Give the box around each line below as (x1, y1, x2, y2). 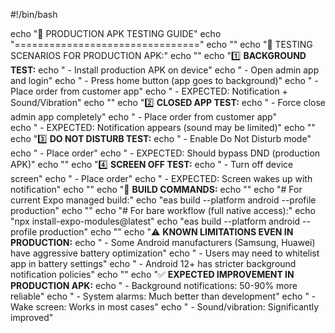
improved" (10, 312, 54, 323)
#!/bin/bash (10, 9, 58, 20)
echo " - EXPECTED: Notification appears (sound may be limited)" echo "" (10, 122, 316, 133)
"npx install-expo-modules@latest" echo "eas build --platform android (10, 215, 301, 227)
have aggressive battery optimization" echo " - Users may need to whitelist (10, 247, 320, 259)
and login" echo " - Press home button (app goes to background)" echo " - (10, 75, 319, 86)
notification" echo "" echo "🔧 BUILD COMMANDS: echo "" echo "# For (10, 184, 303, 195)
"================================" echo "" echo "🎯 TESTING (10, 39, 313, 50)
